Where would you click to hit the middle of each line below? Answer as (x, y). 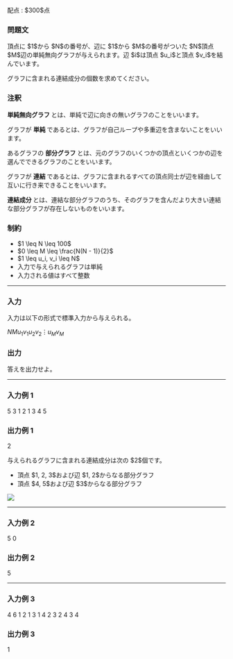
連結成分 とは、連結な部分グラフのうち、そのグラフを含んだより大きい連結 (114, 199)
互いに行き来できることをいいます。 (59, 185)
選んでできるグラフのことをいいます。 (61, 161)
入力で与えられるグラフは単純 (60, 267)
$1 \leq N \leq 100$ (44, 243)
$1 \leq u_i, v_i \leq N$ (49, 258)
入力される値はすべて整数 (53, 275)
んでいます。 (25, 64)
